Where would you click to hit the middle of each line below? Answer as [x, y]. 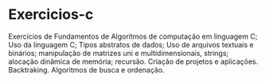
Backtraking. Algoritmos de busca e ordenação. [86, 69]
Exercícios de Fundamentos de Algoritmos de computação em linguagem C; [133, 36]
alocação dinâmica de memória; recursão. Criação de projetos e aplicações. [133, 61]
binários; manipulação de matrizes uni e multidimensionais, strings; [119, 53]
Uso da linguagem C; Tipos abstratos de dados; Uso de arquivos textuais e [131, 44]
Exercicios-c [51, 15]
